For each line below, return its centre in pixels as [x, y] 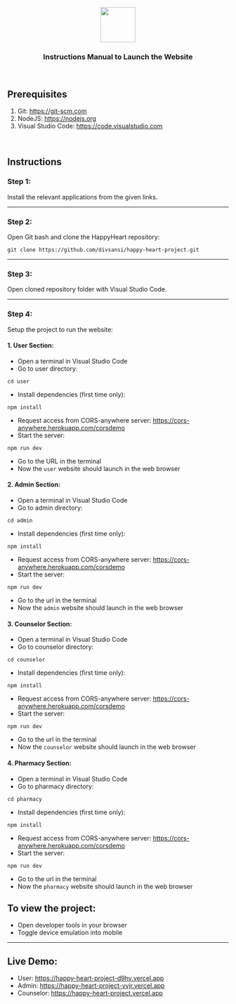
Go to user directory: [47, 369]
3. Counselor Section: [40, 623]
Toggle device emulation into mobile [70, 932]
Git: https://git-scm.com [52, 111]
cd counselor [26, 660]
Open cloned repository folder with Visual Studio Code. [87, 289]
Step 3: [20, 275]
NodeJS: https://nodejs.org [57, 119]
